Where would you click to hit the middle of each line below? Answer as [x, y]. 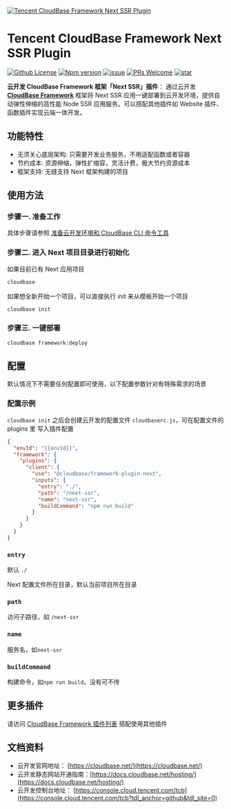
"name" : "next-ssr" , [67, 499]
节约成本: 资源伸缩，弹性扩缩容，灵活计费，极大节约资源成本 [103, 163]
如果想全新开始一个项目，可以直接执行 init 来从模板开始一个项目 [98, 296]
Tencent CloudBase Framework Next [114, 39]
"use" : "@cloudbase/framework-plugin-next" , [97, 474]
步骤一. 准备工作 [34, 217]
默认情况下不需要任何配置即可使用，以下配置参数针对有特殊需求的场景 [107, 384]
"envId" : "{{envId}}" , [46, 448]
